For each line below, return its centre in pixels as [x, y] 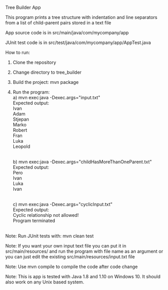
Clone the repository [34, 62]
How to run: [18, 52]
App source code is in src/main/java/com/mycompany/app [67, 32]
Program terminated [34, 220]
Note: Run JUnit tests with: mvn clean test [49, 236]
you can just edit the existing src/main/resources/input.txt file [70, 257]
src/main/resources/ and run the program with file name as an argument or [84, 251]
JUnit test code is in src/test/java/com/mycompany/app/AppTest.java [78, 42]
